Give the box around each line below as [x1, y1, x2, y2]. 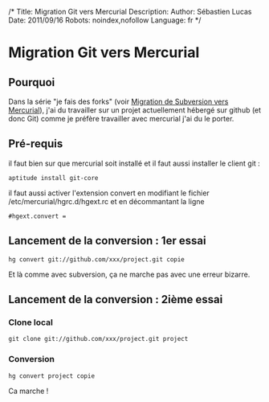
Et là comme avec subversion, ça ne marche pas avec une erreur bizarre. [8, 269, 251, 279]
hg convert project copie [8, 371, 95, 380]
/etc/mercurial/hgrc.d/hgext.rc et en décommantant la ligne [8, 196, 205, 206]
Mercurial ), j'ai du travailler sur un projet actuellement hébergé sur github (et [8, 105, 262, 115]
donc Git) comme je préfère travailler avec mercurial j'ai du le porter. [8, 114, 234, 123]
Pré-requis [8, 137, 63, 151]
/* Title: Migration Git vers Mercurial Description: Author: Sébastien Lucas [8, 7, 252, 16]
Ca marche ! [8, 386, 49, 396]
